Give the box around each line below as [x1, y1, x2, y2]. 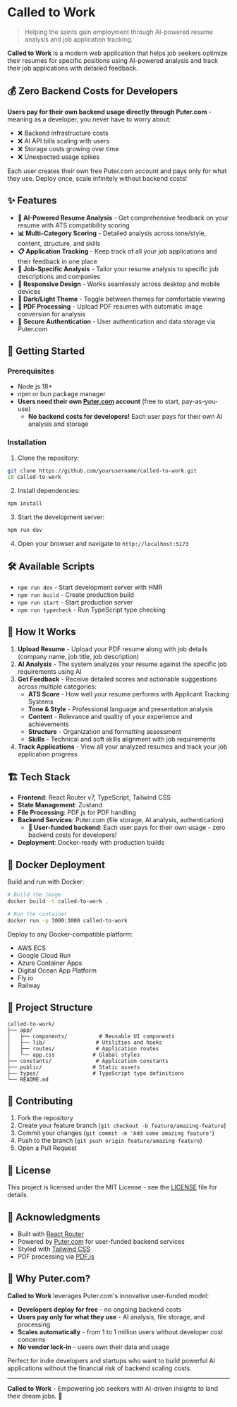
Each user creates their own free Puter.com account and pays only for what [7, 167, 227, 175]
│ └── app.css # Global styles [7, 1051, 140, 1058]
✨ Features [7, 195, 57, 207]
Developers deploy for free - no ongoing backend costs [17, 1305, 182, 1314]
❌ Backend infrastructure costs [17, 129, 109, 137]
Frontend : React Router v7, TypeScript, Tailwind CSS [17, 793, 171, 802]
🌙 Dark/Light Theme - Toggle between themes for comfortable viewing [17, 295, 226, 303]
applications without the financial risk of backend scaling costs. [7, 1364, 192, 1372]
